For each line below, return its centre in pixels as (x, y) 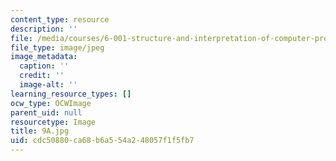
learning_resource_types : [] (71, 94)
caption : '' (44, 66)
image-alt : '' (48, 85)
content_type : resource (60, 19)
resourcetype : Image (53, 122)
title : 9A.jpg (40, 131)
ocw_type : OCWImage (51, 103)
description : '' (44, 29)
